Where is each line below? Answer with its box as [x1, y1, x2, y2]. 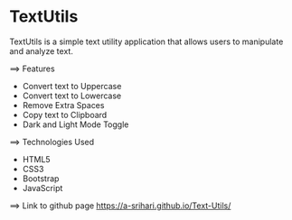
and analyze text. [9, 45, 74, 56]
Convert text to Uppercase [22, 80, 122, 91]
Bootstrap [22, 173, 60, 184]
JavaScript [22, 182, 63, 193]
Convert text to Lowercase [22, 90, 122, 101]
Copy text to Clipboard [22, 109, 108, 120]
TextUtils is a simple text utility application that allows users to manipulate [9, 36, 284, 47]
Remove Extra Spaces [22, 99, 105, 110]
